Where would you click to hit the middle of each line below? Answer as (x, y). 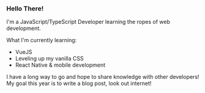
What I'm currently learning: (42, 40)
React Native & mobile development (60, 65)
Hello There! (25, 9)
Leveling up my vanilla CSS (49, 59)
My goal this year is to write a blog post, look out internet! (79, 83)
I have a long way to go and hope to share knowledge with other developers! (103, 77)
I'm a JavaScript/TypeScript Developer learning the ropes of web (88, 22)
